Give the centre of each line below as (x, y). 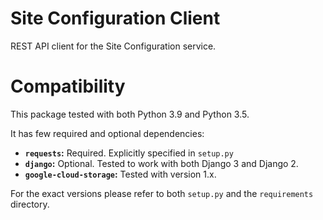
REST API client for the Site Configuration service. (113, 46)
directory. (30, 204)
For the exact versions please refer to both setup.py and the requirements (162, 193)
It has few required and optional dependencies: (107, 133)
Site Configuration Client (115, 18)
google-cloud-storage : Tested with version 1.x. (120, 174)
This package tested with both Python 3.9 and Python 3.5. (130, 114)
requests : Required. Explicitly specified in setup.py (129, 153)
